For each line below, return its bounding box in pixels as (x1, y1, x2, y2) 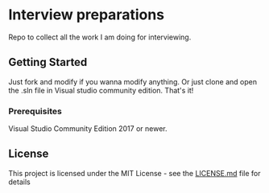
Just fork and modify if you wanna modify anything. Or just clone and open (8, 76, 258, 86)
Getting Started (8, 55, 88, 69)
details (8, 177, 31, 187)
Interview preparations (8, 6, 165, 24)
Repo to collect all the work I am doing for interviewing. (8, 32, 192, 42)
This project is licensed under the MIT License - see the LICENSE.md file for (8, 168, 261, 178)
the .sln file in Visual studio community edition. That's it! (8, 85, 194, 95)
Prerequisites (8, 105, 62, 117)
